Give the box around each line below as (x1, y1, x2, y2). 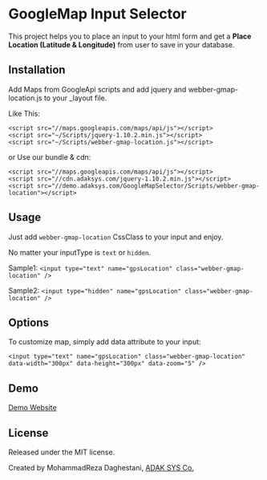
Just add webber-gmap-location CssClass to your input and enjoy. (8, 232, 224, 242)
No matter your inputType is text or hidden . (8, 247, 152, 257)
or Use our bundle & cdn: (8, 152, 91, 161)
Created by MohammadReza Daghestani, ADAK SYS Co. (8, 463, 194, 472)
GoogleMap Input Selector (8, 5, 187, 23)
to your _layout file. (43, 93, 107, 103)
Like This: (8, 108, 40, 118)
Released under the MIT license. (8, 447, 115, 457)
